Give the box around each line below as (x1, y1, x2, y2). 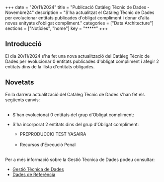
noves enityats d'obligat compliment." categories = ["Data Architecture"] (5, 20, 154, 26)
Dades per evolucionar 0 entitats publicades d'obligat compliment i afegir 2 (5, 58, 159, 64)
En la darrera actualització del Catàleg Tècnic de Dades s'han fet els (5, 91, 145, 97)
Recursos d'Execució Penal (19, 142, 76, 148)
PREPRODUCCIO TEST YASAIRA (19, 131, 86, 137)
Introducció (5, 40, 42, 48)
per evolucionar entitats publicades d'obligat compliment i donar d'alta (5, 15, 150, 20)
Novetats (5, 78, 34, 87)
